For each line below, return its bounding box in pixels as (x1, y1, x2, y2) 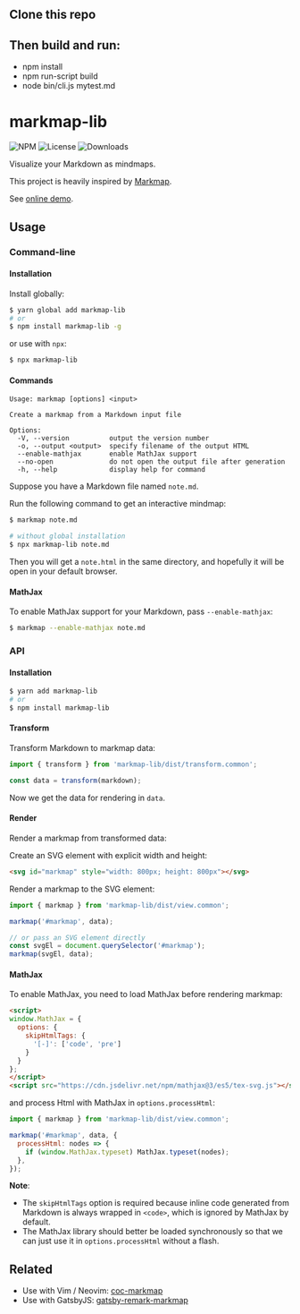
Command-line (9, 246, 76, 259)
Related (9, 1261, 54, 1276)
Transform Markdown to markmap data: (9, 743, 156, 754)
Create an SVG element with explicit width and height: (9, 849, 208, 860)
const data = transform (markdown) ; (9, 776, 142, 785)
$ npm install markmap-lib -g (9, 322, 122, 331)
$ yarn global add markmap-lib (9, 305, 126, 314)
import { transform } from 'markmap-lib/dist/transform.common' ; (9, 760, 257, 769)
